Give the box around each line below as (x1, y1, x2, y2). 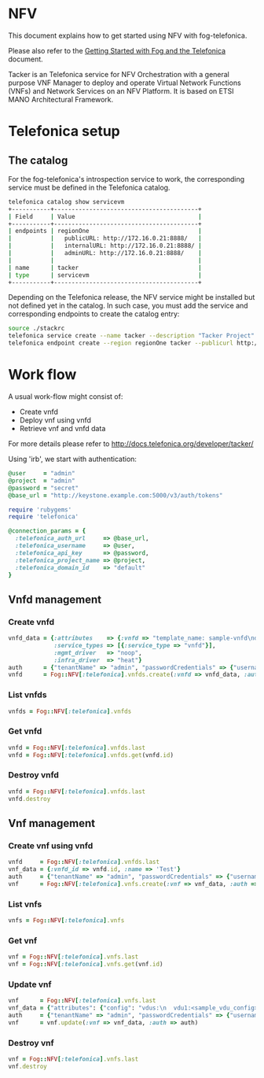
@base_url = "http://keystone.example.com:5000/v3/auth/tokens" (8, 491, 223, 500)
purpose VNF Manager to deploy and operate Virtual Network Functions (8, 78, 241, 87)
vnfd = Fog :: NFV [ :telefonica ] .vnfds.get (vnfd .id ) (8, 751, 174, 759)
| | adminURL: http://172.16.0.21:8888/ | (8, 249, 202, 257)
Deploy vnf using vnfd (19, 415, 92, 425)
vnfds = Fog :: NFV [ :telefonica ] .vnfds (8, 707, 132, 715)
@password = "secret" (8, 484, 79, 492)
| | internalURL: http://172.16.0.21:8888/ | (8, 242, 202, 250)
